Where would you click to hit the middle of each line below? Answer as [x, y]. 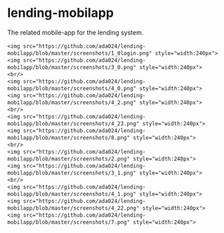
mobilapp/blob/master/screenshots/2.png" [69, 159]
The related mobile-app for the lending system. [75, 32]
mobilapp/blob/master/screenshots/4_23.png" [73, 124]
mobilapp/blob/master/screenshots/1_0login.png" [80, 53]
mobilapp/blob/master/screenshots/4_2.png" [72, 102]
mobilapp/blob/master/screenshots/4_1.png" [72, 194]
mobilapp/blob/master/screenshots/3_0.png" [72, 67]
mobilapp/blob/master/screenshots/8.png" [69, 138]
